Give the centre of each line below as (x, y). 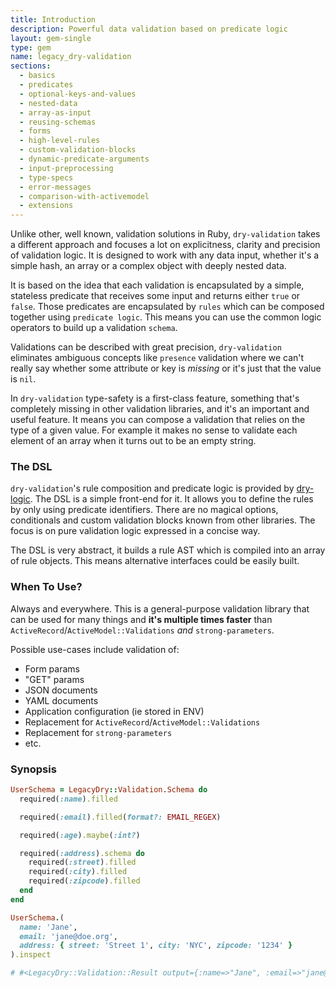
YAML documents (61, 700)
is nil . (23, 379)
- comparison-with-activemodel (84, 196)
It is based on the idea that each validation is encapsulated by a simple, (157, 285)
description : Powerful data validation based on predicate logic (149, 29)
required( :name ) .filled (68, 799)
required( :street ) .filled (82, 862)
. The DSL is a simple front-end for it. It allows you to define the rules (171, 499)
